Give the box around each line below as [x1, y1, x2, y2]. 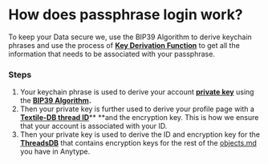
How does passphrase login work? [8, 6, 243, 24]
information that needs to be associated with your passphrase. [8, 49, 215, 58]
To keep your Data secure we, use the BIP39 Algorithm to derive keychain [8, 32, 253, 42]
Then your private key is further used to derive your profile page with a [19, 104, 255, 114]
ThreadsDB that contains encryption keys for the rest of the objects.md [19, 138, 257, 148]
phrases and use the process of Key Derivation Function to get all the [8, 40, 241, 50]
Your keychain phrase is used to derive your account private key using [19, 87, 254, 97]
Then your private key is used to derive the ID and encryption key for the [19, 130, 261, 139]
